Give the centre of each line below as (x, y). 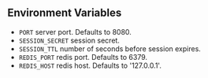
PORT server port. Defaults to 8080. (75, 32)
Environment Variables (65, 13)
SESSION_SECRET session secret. (69, 40)
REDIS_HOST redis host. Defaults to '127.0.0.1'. (90, 65)
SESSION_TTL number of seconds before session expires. (110, 48)
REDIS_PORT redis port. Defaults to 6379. (83, 57)
